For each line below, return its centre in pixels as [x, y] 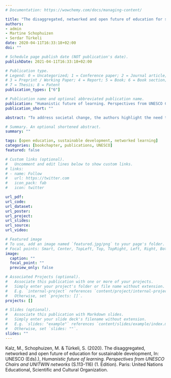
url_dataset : [19, 206]
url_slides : [18, 221]
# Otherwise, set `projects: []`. [44, 296]
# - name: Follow [24, 174]
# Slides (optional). [28, 310]
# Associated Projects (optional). [43, 277]
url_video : [17, 230]
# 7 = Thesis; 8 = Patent [33, 85]
